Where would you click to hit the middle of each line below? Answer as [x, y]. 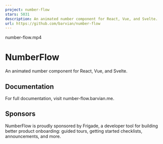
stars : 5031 [17, 14]
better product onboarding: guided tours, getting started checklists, [74, 131]
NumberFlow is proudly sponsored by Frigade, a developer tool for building [81, 126]
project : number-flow [27, 10]
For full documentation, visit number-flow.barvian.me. [60, 98]
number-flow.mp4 [23, 37]
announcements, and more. [33, 136]
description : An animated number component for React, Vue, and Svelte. [81, 19]
